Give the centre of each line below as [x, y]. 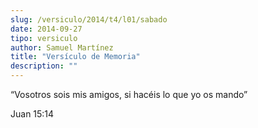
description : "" [44, 66]
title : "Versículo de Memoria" [75, 57]
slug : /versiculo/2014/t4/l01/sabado [89, 19]
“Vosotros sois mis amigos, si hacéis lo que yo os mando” [129, 94]
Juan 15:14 [32, 114]
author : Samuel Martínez [62, 47]
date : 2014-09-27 [46, 29]
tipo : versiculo [44, 38]
